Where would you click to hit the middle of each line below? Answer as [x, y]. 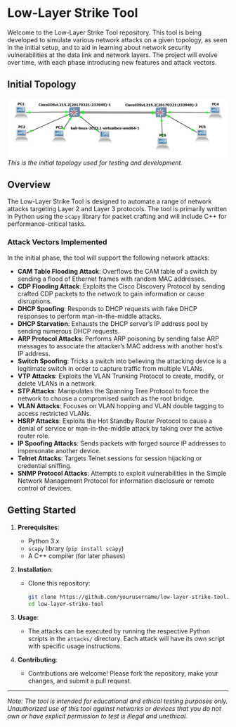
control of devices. [45, 488]
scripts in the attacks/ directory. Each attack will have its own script [126, 639]
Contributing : [38, 660]
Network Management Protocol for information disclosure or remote [116, 481]
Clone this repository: [59, 583]
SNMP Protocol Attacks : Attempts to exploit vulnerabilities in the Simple [122, 473]
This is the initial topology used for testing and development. [95, 163]
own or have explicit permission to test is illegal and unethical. [97, 716]
